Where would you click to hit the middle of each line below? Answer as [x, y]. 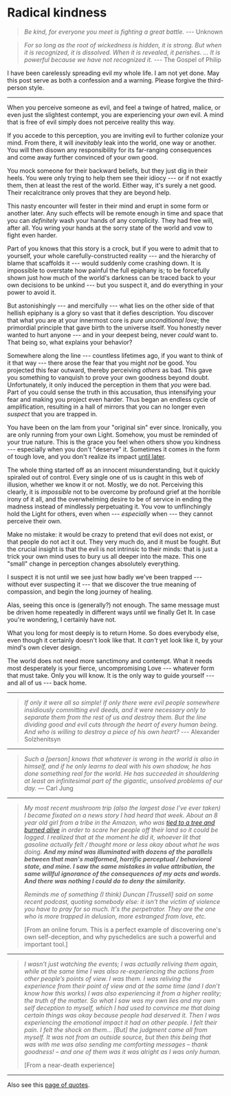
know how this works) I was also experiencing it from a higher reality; [123, 993]
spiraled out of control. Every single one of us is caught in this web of [106, 477]
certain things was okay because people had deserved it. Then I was [122, 1015]
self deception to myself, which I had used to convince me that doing [122, 1008]
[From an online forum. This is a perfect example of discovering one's [122, 930]
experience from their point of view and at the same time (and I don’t [122, 986]
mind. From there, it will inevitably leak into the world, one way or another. [112, 142]
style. [36, 87]
